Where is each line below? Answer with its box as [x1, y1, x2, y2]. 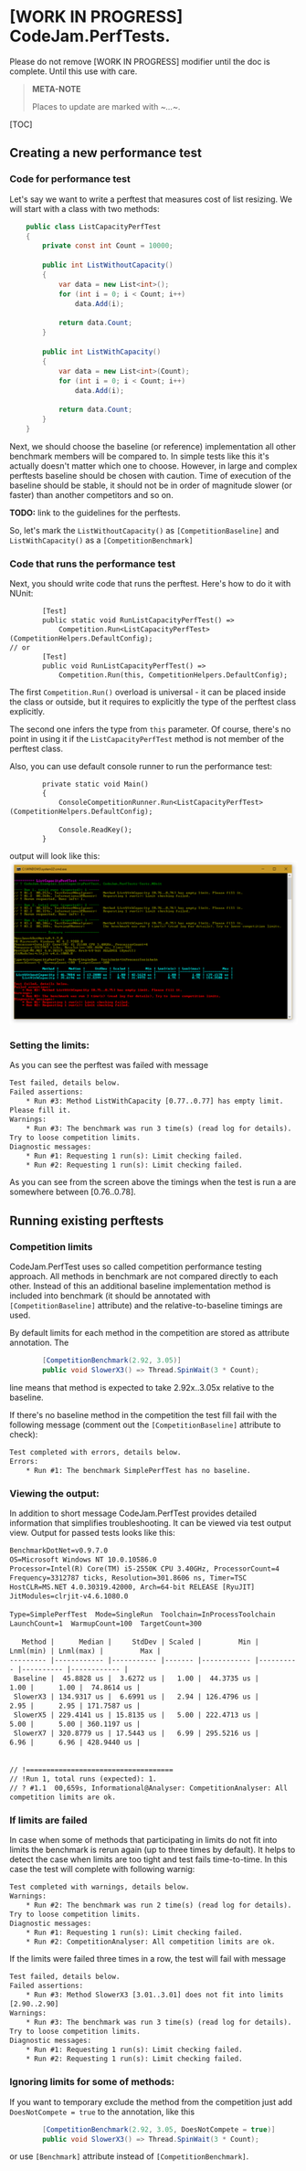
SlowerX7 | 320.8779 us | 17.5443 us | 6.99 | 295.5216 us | [13, 1729, 259, 1738]
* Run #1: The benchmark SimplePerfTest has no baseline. [26, 1466, 251, 1475]
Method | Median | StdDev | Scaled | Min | [21, 1637, 259, 1647]
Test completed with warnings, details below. [9, 1882, 190, 1892]
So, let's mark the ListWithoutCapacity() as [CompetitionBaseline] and [9, 524, 280, 535]
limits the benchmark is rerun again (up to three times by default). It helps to [9, 1844, 296, 1856]
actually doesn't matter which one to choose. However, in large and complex [9, 460, 298, 471]
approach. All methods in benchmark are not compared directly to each [9, 1271, 279, 1282]
